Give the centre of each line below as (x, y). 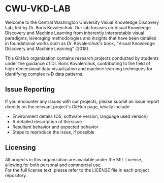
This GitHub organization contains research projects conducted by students (82, 58)
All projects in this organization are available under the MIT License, (74, 159)
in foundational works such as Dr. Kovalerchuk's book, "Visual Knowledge (80, 43)
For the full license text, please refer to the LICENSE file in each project (77, 170)
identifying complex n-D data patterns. (44, 74)
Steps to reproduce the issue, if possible (53, 132)
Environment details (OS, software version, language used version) (80, 116)
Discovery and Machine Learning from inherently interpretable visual (75, 33)
